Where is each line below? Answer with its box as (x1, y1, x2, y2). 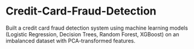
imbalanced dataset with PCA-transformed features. (5, 37, 135, 44)
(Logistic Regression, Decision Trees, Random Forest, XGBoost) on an (5, 30, 179, 38)
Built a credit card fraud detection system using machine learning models (5, 24, 189, 31)
